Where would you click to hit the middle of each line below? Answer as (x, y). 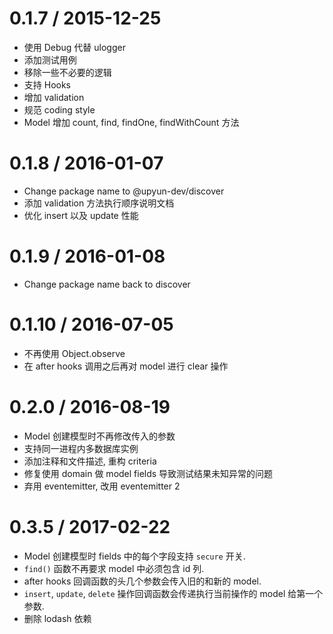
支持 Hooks (47, 84)
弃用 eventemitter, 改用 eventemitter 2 (102, 486)
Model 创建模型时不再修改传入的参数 (99, 436)
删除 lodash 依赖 (57, 618)
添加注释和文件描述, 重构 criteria (90, 461)
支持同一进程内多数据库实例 (81, 448)
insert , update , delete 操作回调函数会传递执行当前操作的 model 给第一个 (173, 593)
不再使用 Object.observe (74, 353)
